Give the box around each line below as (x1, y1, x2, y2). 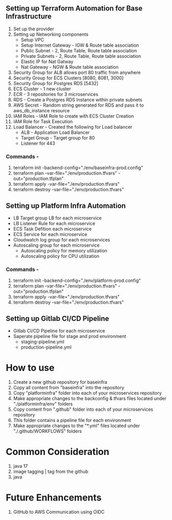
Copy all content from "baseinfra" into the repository (13, 384, 124, 390)
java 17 (13, 463, 28, 469)
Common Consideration (6, 446, 110, 458)
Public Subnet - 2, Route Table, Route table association (20, 47, 137, 53)
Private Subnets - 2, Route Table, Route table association (20, 53, 141, 59)
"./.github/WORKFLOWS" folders (13, 428, 82, 434)
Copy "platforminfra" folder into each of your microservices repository (13, 390, 162, 396)
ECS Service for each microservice (13, 231, 88, 237)
